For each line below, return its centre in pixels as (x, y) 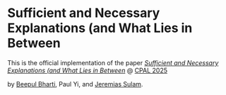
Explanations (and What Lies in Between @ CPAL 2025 (88, 70)
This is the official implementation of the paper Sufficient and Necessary (113, 62)
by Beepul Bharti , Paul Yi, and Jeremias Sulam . (75, 84)
